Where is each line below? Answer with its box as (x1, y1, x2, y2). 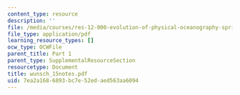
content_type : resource (7, 10, 79, 18)
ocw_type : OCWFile (7, 44, 62, 51)
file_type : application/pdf (7, 30, 91, 38)
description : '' (7, 17, 56, 24)
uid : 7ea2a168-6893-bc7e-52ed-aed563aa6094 (7, 76, 139, 84)
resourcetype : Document (7, 64, 79, 71)
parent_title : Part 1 (7, 51, 72, 58)
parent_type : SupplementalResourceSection (7, 57, 136, 64)
